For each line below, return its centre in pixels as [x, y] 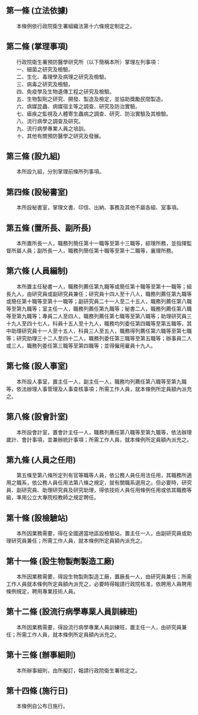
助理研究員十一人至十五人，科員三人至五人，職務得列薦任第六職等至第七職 [101, 331]
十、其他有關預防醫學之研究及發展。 [60, 136]
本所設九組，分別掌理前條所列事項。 [60, 172]
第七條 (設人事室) [37, 366]
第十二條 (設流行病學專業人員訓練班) [72, 612]
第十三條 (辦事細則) [41, 655]
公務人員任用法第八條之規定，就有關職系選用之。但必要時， [109, 483]
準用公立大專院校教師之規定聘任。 [57, 497]
